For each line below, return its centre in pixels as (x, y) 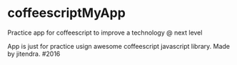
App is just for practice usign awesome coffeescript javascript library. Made (119, 46)
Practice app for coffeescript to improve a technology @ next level (105, 32)
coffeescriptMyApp (67, 13)
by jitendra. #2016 (34, 54)
